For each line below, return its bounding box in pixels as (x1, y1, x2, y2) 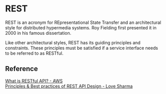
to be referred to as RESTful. (5, 50, 64, 56)
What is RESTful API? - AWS (5, 78, 63, 84)
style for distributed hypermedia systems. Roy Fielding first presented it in (5, 24, 157, 30)
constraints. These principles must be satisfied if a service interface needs (5, 45, 158, 51)
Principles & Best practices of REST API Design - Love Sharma (5, 83, 133, 89)
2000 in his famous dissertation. (5, 30, 72, 36)
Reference (5, 65, 38, 73)
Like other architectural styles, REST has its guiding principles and (5, 39, 141, 45)
